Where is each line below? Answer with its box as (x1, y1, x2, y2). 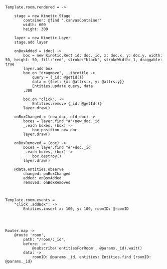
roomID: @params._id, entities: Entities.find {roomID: (32, 254, 151, 259)
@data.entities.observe (14, 167, 64, 172)
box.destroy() (32, 154, 62, 159)
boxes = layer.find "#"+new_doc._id (23, 119, 100, 124)
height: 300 (23, 27, 49, 32)
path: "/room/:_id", (23, 237, 66, 242)
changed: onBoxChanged (23, 171, 71, 176)
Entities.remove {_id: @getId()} (32, 101, 102, 106)
